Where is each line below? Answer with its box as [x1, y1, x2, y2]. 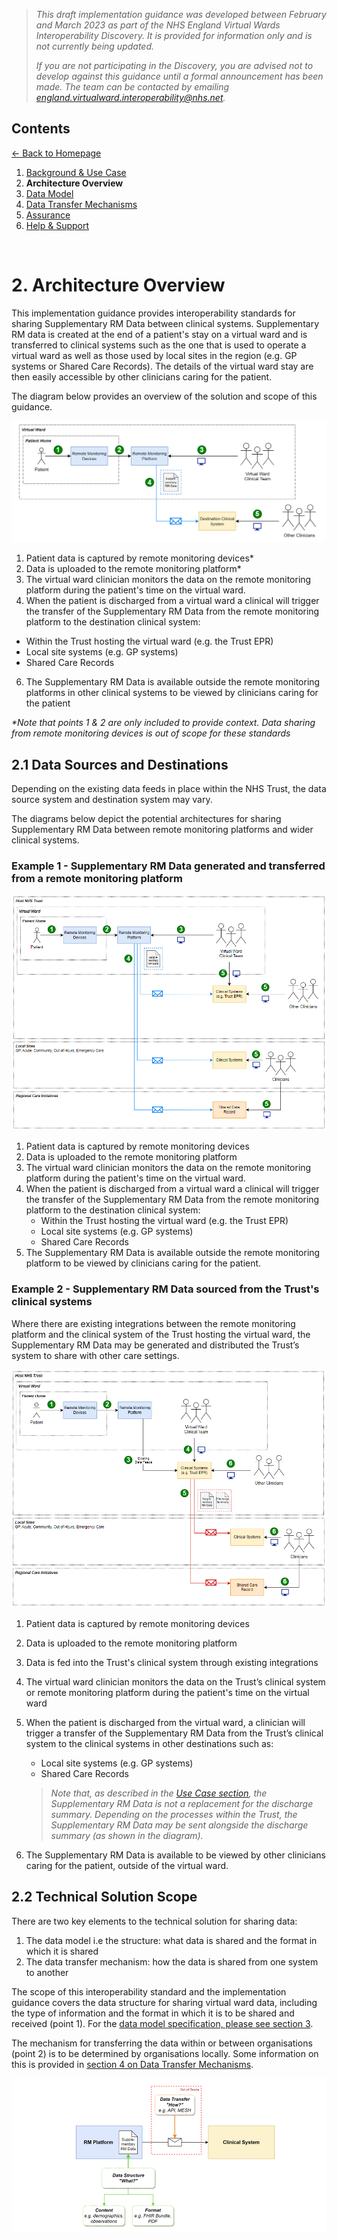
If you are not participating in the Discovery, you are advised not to [35, 60, 314, 71]
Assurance [25, 209, 71, 221]
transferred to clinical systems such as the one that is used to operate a [11, 339, 307, 351]
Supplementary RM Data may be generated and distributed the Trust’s [11, 1339, 300, 1351]
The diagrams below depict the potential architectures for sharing [11, 812, 282, 824]
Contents [11, 120, 71, 138]
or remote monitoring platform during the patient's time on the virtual [25, 1686, 310, 1698]
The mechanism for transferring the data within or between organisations [11, 2037, 313, 2049]
